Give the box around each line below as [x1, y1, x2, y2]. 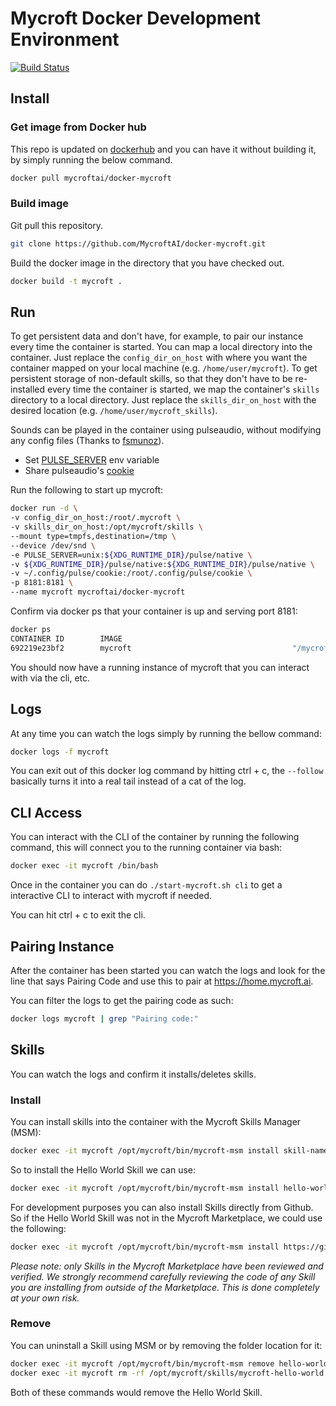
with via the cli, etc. [10, 672, 91, 684]
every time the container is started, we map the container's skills [47, 383, 320, 396]
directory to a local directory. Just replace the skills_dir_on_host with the [10, 394, 317, 406]
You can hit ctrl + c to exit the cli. [10, 909, 146, 921]
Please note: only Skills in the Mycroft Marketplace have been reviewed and [10, 1260, 324, 1272]
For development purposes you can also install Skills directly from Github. [10, 1201, 314, 1213]
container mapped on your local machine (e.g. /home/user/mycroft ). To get [10, 362, 318, 374]
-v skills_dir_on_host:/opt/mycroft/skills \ [10, 522, 203, 532]
